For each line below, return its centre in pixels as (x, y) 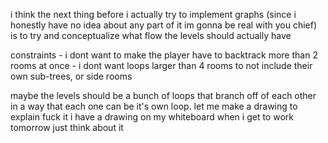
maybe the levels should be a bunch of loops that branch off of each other (163, 95)
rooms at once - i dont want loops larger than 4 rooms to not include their (161, 65)
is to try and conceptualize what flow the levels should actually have (151, 35)
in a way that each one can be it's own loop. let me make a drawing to (154, 106)
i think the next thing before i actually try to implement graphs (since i (153, 14)
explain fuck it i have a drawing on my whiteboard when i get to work (152, 117)
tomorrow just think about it (67, 127)
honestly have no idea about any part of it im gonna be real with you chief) (164, 25)
